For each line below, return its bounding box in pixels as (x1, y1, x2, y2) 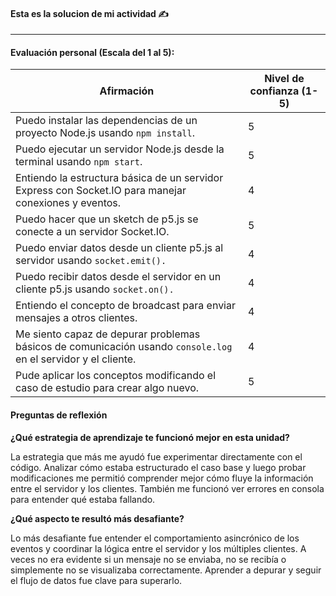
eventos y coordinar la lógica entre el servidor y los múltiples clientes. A (10, 542, 307, 554)
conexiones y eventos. (15, 196, 122, 210)
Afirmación (99, 84, 155, 98)
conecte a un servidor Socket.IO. (15, 225, 170, 239)
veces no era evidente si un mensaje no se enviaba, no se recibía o (10, 553, 287, 565)
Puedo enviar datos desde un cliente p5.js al (15, 241, 224, 255)
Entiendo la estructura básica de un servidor (15, 171, 224, 185)
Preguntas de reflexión (10, 409, 108, 421)
